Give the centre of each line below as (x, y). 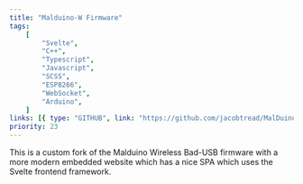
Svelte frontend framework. (60, 171)
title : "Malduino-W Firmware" (66, 18)
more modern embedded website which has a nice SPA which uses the (141, 162)
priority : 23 (34, 127)
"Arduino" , (62, 101)
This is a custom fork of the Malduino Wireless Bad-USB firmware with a (144, 152)
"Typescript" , (68, 60)
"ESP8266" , (62, 85)
